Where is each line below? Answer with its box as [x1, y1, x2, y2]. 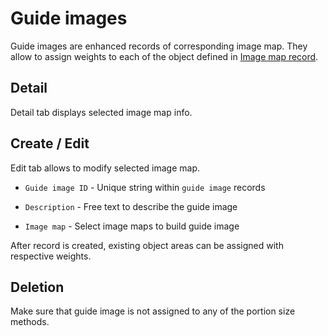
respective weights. [10, 250, 92, 262]
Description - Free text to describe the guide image [24, 200, 238, 212]
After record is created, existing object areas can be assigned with [10, 239, 284, 251]
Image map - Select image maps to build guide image [24, 220, 240, 232]
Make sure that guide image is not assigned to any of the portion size [10, 305, 296, 317]
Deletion [10, 278, 65, 296]
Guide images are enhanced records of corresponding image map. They [10, 40, 308, 52]
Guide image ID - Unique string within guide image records [24, 181, 266, 193]
